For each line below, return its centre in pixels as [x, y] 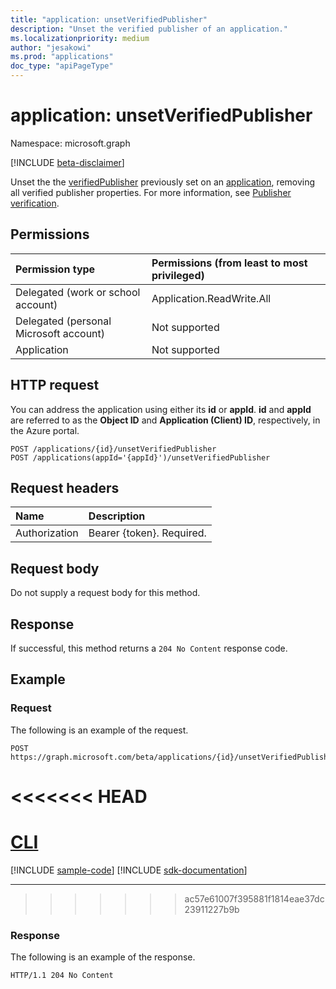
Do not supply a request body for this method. [105, 593]
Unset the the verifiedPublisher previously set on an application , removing [163, 182]
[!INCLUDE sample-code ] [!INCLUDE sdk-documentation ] [129, 870]
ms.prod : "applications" [62, 57]
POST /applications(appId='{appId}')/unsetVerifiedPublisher [140, 457]
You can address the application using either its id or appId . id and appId [161, 409]
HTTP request [55, 385]
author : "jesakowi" [51, 47]
